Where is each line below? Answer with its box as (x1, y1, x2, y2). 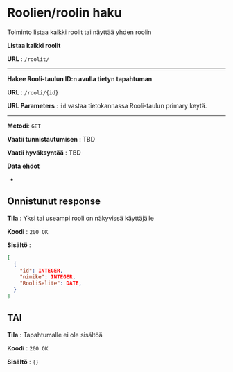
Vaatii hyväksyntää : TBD (7, 148, 81, 157)
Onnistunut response (7, 196, 101, 208)
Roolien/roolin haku (7, 5, 123, 21)
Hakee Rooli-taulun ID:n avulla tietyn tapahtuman (7, 74, 153, 83)
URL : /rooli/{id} (7, 88, 59, 96)
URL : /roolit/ (7, 54, 50, 63)
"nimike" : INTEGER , (19, 273, 76, 280)
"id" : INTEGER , (19, 267, 64, 274)
